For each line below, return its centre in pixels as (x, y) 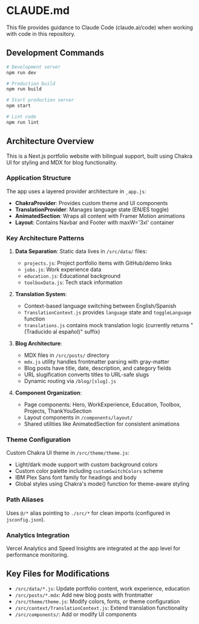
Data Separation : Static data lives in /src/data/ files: (81, 251)
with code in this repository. (41, 33)
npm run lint (23, 122)
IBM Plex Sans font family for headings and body (76, 478)
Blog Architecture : (38, 344)
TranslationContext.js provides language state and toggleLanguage (108, 313)
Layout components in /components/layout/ (78, 418)
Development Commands (55, 53)
